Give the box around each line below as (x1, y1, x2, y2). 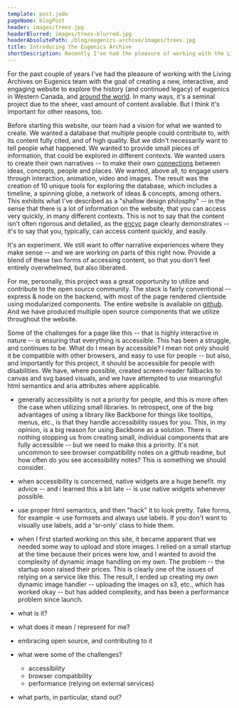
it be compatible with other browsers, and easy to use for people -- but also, (7, 351, 231, 360)
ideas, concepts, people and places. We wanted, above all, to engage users (7, 166, 229, 175)
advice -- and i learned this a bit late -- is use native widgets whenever (17, 484, 226, 493)
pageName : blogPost (7, 17, 65, 24)
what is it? (17, 608, 48, 617)
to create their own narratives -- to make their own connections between (7, 159, 221, 167)
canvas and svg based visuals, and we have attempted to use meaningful (7, 374, 223, 382)
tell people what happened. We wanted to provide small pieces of (7, 144, 199, 152)
